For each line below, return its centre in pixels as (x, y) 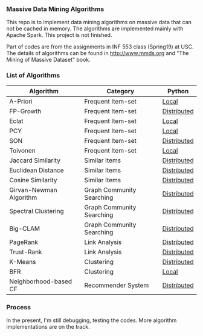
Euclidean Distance (37, 170)
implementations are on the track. (48, 326)
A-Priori (21, 101)
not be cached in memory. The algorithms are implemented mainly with (95, 28)
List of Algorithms (33, 76)
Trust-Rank (26, 252)
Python (178, 91)
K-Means (23, 262)
